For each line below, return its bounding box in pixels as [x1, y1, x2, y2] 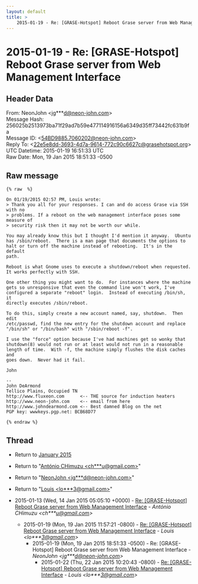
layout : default [6, 8, 46, 15]
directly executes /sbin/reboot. [6, 300, 88, 306]
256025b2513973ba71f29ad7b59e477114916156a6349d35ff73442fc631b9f [6, 122, 190, 129]
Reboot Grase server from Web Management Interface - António [14, 504, 171, 510]
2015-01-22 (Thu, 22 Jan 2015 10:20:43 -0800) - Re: [41, 559, 169, 566]
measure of [6, 217, 33, 224]
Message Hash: [6, 116, 44, 123]
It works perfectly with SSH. [6, 269, 81, 275]
